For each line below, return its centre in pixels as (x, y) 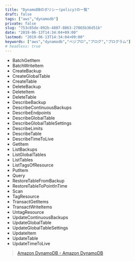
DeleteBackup (26, 86)
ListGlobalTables (29, 154)
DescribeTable (27, 133)
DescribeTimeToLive (33, 139)
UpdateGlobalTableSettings (40, 228)
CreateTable (24, 81)
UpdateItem (24, 233)
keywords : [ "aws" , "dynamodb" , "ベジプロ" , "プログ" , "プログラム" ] (68, 42)
